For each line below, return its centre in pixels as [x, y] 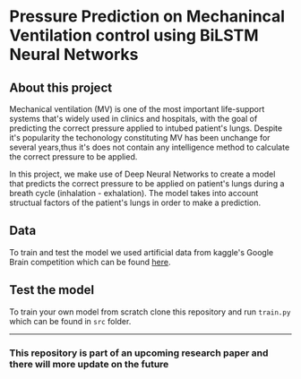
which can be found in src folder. [70, 321]
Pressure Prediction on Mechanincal [147, 17]
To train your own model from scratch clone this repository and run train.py [150, 312]
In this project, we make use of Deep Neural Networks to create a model [142, 174]
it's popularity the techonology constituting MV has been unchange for [140, 138]
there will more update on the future [89, 364]
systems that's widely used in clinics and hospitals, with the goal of [133, 119]
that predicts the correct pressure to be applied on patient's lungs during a [147, 184]
